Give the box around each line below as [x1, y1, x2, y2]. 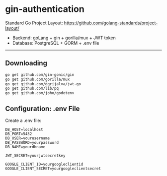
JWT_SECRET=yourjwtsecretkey [5, 153, 66, 158]
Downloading [5, 59, 47, 67]
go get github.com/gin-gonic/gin [5, 72, 75, 77]
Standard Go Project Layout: [5, 20, 63, 26]
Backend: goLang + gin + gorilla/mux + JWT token [12, 35, 116, 41]
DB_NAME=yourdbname [5, 144, 46, 149]
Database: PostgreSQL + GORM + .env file [12, 40, 99, 46]
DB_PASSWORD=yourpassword [5, 140, 59, 145]
